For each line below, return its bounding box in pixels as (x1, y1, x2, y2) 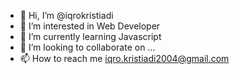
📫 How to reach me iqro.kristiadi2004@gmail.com (19, 53, 230, 64)
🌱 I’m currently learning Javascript (19, 31, 162, 42)
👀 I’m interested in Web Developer (19, 20, 161, 32)
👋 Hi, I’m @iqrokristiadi (19, 10, 114, 21)
